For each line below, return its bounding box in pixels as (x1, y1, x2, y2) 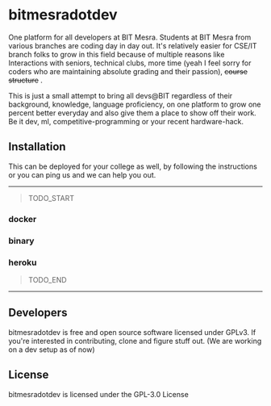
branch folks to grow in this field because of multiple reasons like (8, 49, 225, 59)
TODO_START (27, 193, 75, 203)
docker (8, 213, 37, 224)
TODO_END (27, 274, 67, 284)
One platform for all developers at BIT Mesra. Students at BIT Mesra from (8, 32, 252, 42)
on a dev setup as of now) (8, 345, 95, 354)
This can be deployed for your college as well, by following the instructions (8, 161, 258, 171)
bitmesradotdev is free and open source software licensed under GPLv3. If (8, 327, 256, 337)
